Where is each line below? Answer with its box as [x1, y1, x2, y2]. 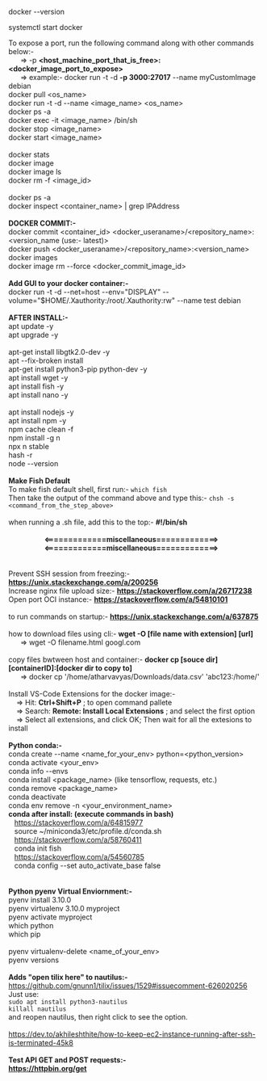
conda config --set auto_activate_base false [14, 860, 161, 870]
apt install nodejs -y [8, 407, 74, 417]
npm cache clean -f [8, 424, 74, 434]
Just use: [8, 990, 40, 999]
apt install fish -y [8, 381, 65, 391]
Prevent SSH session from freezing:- [8, 569, 131, 578]
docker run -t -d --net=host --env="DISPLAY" [8, 287, 161, 297]
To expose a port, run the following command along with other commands [8, 38, 254, 48]
